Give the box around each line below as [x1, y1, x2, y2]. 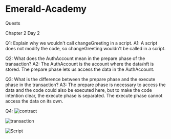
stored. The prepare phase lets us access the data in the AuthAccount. [5, 66, 155, 72]
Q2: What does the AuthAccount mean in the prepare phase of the [5, 55, 145, 62]
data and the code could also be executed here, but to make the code [5, 87, 152, 93]
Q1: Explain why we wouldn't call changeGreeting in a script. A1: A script [5, 39, 158, 46]
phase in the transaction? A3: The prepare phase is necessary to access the [5, 82, 166, 88]
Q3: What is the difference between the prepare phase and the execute [5, 76, 156, 82]
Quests [5, 20, 20, 26]
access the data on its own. [5, 98, 63, 104]
